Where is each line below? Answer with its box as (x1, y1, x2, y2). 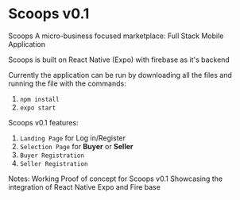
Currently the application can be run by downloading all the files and (8, 70, 233, 79)
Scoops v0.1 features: (8, 117, 79, 127)
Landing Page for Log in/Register (19, 133, 126, 143)
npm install (19, 95, 60, 103)
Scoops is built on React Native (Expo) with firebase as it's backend (8, 55, 230, 64)
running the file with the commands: (8, 79, 126, 88)
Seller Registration (19, 160, 88, 167)
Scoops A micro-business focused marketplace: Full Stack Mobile (8, 31, 224, 40)
